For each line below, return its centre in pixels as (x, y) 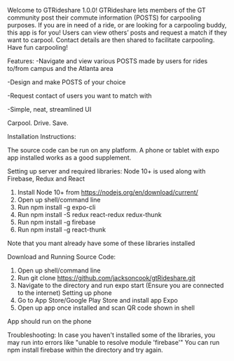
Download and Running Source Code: (62, 257)
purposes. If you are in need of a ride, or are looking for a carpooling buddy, (117, 25)
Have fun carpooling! (37, 47)
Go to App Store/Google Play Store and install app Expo (98, 300)
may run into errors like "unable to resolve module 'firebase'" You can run (113, 342)
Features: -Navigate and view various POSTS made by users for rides (108, 61)
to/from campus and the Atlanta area (60, 68)
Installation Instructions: (42, 137)
